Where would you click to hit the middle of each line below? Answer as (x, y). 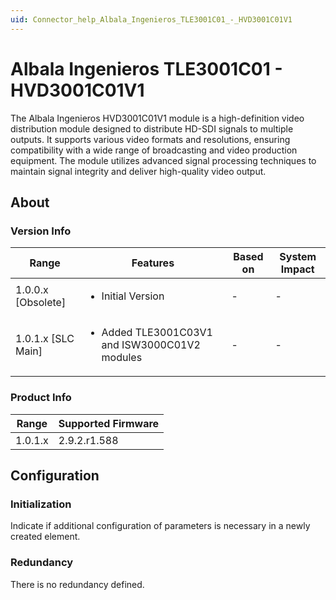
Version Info (41, 231)
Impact (297, 269)
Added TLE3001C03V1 (157, 333)
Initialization (41, 504)
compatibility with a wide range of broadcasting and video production (154, 150)
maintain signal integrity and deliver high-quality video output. (138, 171)
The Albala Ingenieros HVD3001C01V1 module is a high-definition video (157, 118)
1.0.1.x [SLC (45, 339)
